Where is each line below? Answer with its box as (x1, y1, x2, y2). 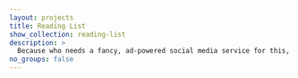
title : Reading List (9, 22, 87, 30)
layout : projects (9, 13, 74, 22)
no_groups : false (9, 55, 74, 64)
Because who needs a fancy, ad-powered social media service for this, (17, 47, 291, 56)
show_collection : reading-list (9, 30, 126, 39)
